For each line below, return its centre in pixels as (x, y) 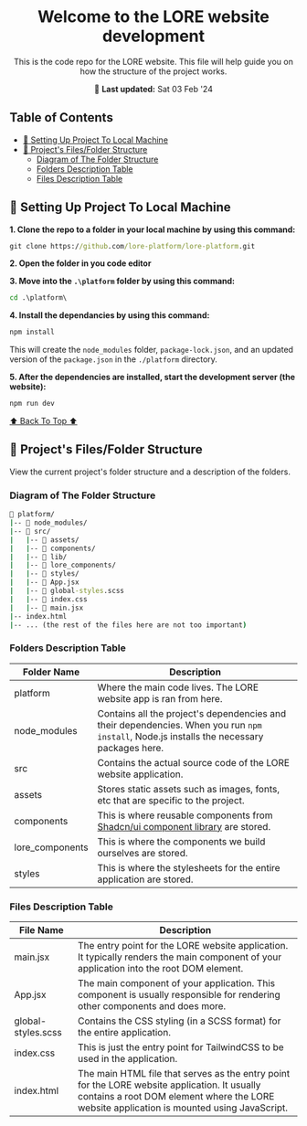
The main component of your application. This (176, 983)
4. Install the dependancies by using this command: (110, 315)
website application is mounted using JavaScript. (183, 1108)
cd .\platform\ (38, 298)
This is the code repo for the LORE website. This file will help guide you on (153, 61)
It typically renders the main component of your (180, 957)
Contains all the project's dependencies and (192, 713)
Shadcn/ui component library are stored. (184, 826)
